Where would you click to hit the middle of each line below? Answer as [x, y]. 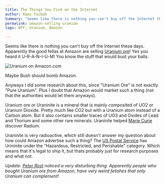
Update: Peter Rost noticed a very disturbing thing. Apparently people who [81, 166]
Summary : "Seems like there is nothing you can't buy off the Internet [80, 19]
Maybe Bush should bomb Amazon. [41, 76]
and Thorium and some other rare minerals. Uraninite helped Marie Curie [79, 121]
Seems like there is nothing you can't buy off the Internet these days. [75, 46]
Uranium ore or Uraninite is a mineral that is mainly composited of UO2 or [79, 105]
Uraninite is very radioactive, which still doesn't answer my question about [80, 135]
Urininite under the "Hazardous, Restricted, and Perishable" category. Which [82, 146]
